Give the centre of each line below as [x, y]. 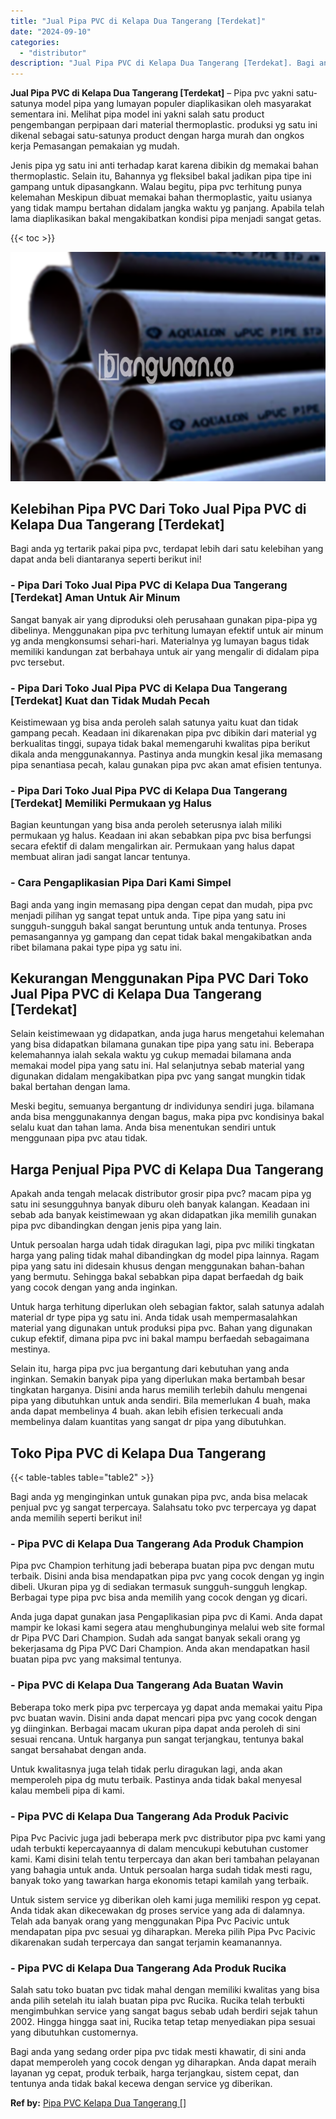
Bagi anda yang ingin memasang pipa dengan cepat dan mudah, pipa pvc [161, 904]
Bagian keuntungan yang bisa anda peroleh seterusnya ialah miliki [146, 825]
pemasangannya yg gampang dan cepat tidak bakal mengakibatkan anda [161, 936]
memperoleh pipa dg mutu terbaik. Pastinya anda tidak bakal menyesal [156, 1779]
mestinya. [30, 1349]
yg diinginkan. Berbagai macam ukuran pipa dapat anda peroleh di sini [155, 1728]
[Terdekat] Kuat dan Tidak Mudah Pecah [110, 700]
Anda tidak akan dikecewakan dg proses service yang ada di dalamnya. [158, 1910]
